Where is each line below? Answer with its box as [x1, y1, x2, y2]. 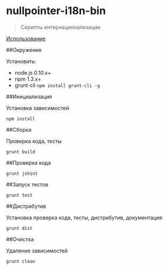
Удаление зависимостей [6, 247, 68, 254]
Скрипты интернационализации [20, 24, 101, 31]
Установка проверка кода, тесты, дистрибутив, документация [6, 214, 163, 221]
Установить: [6, 58, 36, 65]
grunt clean [6, 258, 35, 264]
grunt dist [6, 225, 33, 231]
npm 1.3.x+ [14, 75, 42, 82]
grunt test [6, 192, 33, 198]
